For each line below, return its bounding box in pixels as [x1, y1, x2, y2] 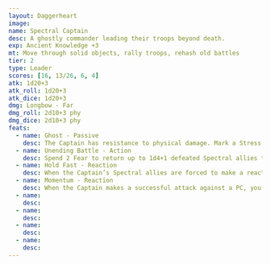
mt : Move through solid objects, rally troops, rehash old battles [8, 49, 240, 57]
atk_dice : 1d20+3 [8, 94, 67, 102]
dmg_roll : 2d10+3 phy [8, 109, 81, 118]
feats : [8, 124, 31, 132]
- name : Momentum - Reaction [15, 176, 114, 185]
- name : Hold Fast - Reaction [15, 162, 117, 170]
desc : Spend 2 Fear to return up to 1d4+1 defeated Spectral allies [23, 154, 258, 162]
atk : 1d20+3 [8, 79, 48, 87]
